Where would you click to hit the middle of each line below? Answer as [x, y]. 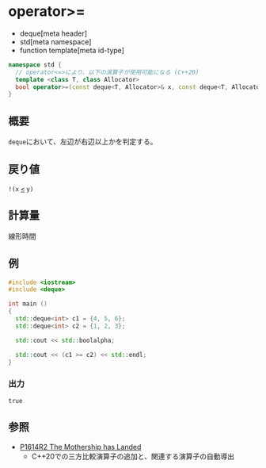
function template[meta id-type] [72, 50]
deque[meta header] [53, 33]
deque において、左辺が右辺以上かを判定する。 [83, 142]
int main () [28, 304]
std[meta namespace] [55, 41]
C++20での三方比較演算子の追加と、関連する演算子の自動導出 [133, 456]
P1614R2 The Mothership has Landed [80, 447]
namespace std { [35, 65]
